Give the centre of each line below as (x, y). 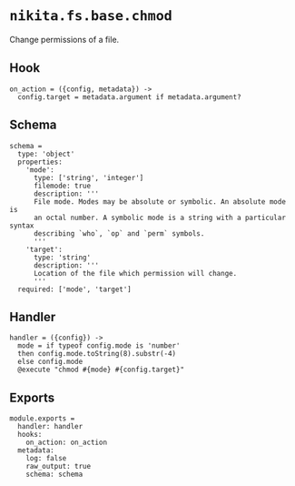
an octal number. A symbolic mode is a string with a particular (159, 218)
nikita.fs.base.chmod (91, 16)
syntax (22, 226)
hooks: (30, 435)
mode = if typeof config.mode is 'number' (99, 346)
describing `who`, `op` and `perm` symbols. (119, 233)
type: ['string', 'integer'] (88, 177)
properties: (40, 162)
